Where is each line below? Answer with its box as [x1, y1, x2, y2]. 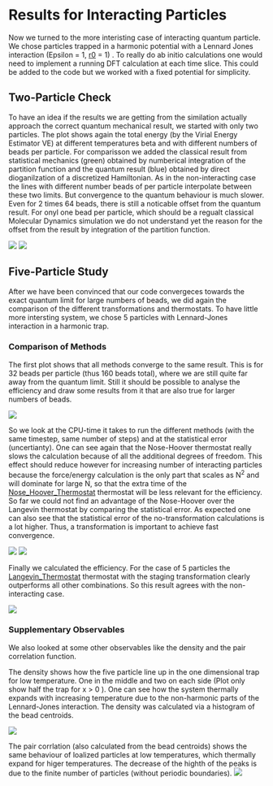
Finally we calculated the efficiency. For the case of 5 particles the [8, 562, 231, 572]
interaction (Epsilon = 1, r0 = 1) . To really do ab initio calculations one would [8, 50, 262, 59]
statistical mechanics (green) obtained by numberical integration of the [8, 155, 246, 165]
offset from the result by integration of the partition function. [8, 224, 210, 234]
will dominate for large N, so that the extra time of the [8, 478, 187, 489]
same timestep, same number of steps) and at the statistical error [8, 433, 227, 444]
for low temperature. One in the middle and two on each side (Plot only [8, 675, 245, 685]
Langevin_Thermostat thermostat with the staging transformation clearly [8, 571, 250, 581]
